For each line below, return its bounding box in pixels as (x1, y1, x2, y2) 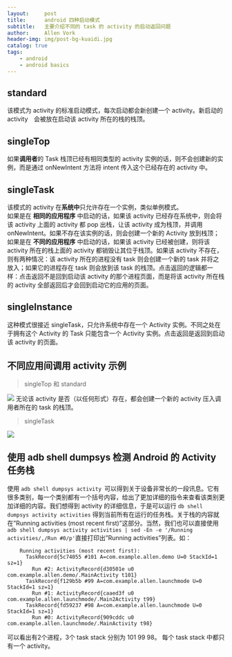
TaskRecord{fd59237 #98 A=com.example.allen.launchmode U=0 (25, 602, 202, 609)
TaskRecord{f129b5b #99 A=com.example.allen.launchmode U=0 (25, 577, 202, 584)
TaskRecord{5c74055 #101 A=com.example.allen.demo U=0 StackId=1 (25, 553, 217, 560)
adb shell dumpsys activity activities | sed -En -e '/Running (7, 526, 193, 533)
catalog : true (7, 42, 48, 49)
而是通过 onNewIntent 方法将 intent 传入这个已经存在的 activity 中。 (19, 163, 212, 172)
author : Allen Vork (7, 29, 76, 37)
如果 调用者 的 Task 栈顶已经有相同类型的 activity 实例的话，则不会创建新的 (7, 155, 217, 163)
